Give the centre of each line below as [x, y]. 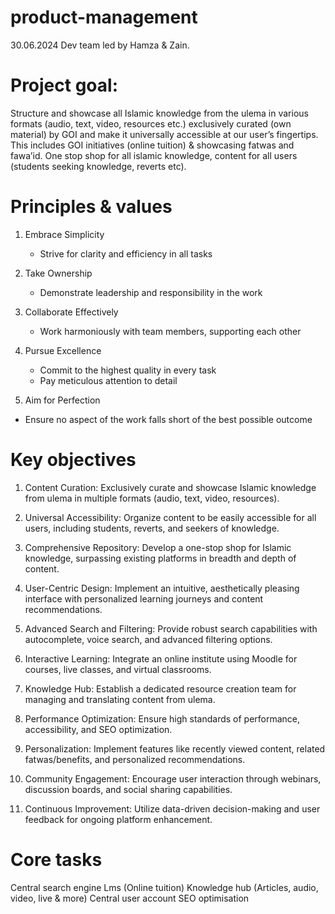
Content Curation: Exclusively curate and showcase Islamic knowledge [170, 487]
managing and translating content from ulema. [120, 699]
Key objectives [73, 460]
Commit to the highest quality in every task [128, 370]
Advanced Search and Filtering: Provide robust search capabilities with [171, 628]
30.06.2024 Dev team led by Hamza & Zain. [100, 45]
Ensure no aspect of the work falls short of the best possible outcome [168, 419]
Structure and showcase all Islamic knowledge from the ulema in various [159, 113]
